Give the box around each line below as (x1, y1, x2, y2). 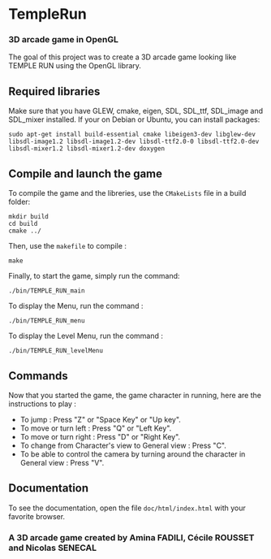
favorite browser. (8, 511, 66, 521)
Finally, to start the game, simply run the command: (8, 271, 180, 281)
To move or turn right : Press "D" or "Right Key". (19, 431, 181, 441)
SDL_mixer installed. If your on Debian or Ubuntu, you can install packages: (8, 115, 260, 124)
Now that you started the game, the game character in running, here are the (8, 390, 262, 400)
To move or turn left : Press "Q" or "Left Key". (19, 423, 172, 433)
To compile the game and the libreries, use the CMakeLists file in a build (8, 188, 247, 198)
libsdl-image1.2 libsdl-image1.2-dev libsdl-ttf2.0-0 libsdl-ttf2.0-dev (8, 137, 260, 146)
